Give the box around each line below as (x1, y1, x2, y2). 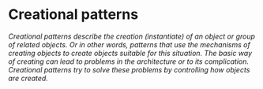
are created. (8, 73, 49, 83)
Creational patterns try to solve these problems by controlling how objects (8, 65, 250, 74)
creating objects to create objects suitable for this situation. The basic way (8, 48, 253, 57)
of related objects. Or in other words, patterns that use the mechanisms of (8, 39, 250, 49)
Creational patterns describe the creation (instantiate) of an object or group (8, 32, 255, 41)
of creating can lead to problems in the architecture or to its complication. (8, 57, 250, 66)
